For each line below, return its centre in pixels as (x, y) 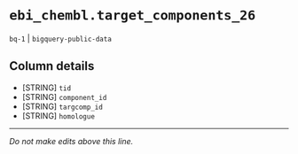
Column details (52, 66)
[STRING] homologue (59, 115)
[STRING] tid (47, 88)
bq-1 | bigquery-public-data (61, 38)
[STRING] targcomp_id (63, 106)
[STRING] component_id (64, 96)
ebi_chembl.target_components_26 (133, 15)
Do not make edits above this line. (71, 141)
